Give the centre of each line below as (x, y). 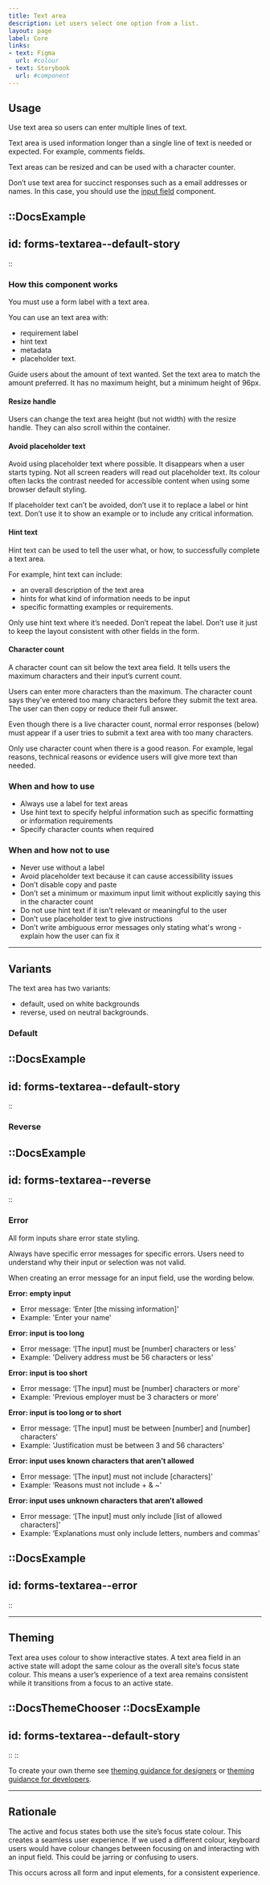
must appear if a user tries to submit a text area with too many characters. (131, 732)
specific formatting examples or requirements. (96, 607)
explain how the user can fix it (70, 936)
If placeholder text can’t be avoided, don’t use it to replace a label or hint (129, 505)
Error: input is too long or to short (65, 1412)
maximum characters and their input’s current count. (95, 676)
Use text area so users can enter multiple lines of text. (98, 128)
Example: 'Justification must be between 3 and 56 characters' (122, 1445)
